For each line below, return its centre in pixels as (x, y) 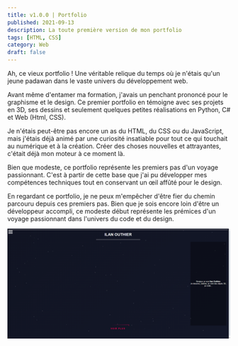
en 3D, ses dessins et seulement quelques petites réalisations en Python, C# (119, 110)
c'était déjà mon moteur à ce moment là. (66, 154)
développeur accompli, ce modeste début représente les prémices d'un (112, 211)
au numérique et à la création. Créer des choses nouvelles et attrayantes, (114, 146)
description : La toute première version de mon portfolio (95, 30)
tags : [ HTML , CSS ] (34, 38)
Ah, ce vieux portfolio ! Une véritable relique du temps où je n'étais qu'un (114, 73)
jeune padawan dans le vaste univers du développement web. (98, 81)
